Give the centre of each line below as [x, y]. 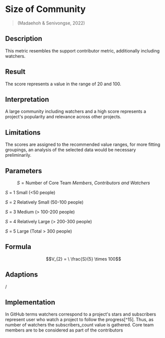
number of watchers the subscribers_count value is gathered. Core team [80, 325]
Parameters [24, 171]
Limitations [23, 133]
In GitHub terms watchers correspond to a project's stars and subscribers [81, 314]
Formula [18, 247]
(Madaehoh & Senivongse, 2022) [51, 23]
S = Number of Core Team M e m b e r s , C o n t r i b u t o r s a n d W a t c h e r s [83, 183]
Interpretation [27, 99]
